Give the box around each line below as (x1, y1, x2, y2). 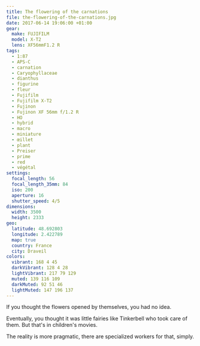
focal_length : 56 (11, 176, 55, 182)
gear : (6, 25, 20, 32)
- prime (11, 153, 31, 159)
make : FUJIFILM (11, 31, 50, 37)
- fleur (11, 87, 31, 93)
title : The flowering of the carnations (6, 8, 109, 15)
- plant (11, 142, 31, 148)
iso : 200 (11, 187, 34, 193)
